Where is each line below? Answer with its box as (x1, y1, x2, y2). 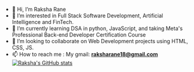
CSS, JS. (11, 44, 34, 51)
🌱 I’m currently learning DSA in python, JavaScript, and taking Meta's (11, 25, 183, 32)
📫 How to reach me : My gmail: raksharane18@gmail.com (11, 51, 158, 58)
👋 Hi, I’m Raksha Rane (11, 6, 66, 13)
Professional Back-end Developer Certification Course (11, 31, 146, 38)
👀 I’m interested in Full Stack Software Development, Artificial (11, 12, 163, 19)
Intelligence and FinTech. (11, 19, 74, 25)
